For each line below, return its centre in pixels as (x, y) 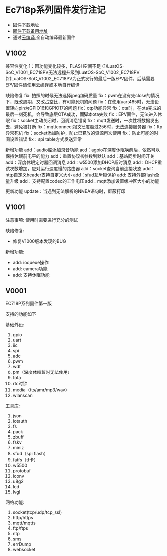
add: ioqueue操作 (31, 262)
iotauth (20, 421)
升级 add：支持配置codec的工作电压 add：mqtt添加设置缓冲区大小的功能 (84, 181)
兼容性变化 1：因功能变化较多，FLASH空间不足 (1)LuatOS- (65, 66)
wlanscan (23, 396)
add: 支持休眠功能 (31, 275)
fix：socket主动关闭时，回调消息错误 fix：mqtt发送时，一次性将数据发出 (85, 120)
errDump (22, 544)
